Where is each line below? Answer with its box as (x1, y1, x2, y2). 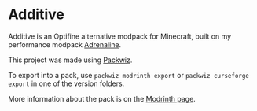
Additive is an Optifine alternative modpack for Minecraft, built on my (8, 31, 232, 41)
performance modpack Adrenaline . (8, 39, 122, 49)
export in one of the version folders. (8, 79, 125, 88)
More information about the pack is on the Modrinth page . (8, 94, 196, 103)
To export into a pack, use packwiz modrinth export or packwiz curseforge (8, 70, 250, 80)
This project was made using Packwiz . (8, 55, 133, 65)
